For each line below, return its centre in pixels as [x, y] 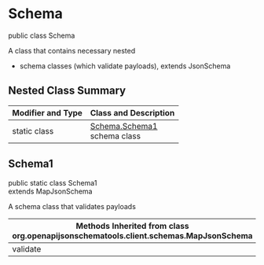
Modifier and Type [47, 112]
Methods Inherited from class [132, 226]
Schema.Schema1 [124, 126]
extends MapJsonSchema [50, 191]
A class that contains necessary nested [72, 50]
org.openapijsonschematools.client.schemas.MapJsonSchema [132, 235]
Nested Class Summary [67, 91]
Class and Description [132, 112]
